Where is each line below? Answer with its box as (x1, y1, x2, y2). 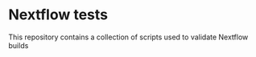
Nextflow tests (8, 6, 109, 24)
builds (8, 40, 29, 50)
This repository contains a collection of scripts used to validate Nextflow (8, 32, 249, 42)
